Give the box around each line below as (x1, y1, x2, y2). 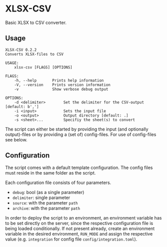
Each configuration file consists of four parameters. (5, 179, 111, 185)
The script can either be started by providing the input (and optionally (5, 126, 148, 132)
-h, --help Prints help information (14, 78, 104, 83)
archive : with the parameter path (12, 205, 80, 211)
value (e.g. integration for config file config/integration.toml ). (5, 236, 137, 242)
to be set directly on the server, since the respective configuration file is (5, 220, 153, 226)
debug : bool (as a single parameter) (12, 189, 84, 195)
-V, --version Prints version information (14, 82, 111, 87)
